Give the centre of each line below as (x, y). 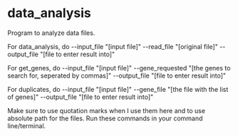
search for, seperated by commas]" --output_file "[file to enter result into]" (117, 75)
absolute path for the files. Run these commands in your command (105, 118)
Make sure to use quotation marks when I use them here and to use (106, 110)
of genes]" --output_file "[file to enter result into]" (81, 97)
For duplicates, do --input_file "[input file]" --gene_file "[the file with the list (118, 89)
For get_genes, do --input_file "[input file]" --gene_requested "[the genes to (119, 68)
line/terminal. (27, 125)
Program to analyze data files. (51, 33)
